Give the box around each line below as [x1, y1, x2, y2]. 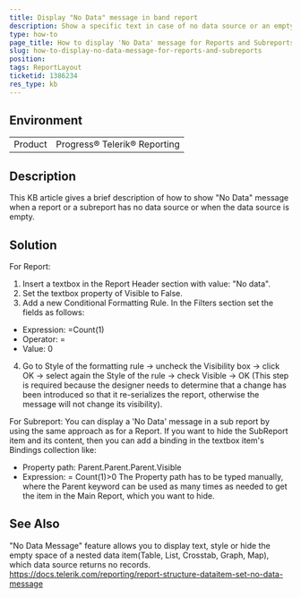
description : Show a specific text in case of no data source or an [9, 21, 271, 30]
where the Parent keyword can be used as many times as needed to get [21, 481, 288, 492]
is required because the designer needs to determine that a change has [21, 380, 287, 390]
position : [9, 55, 47, 64]
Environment [9, 113, 83, 128]
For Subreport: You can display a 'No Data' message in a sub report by [9, 416, 271, 427]
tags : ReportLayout [9, 64, 82, 73]
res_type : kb [9, 80, 58, 89]
